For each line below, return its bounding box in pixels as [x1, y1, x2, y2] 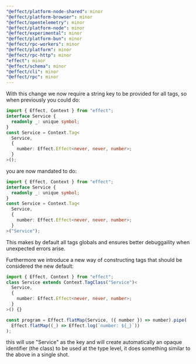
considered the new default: [6, 262, 74, 269]
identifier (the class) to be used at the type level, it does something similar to [6, 345, 191, 352]
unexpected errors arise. [6, 245, 66, 252]
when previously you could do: [6, 96, 80, 103]
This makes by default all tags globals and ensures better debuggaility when [6, 238, 190, 245]
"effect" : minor [6, 58, 46, 63]
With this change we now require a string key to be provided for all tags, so [6, 90, 187, 97]
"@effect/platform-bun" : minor [6, 36, 82, 42]
